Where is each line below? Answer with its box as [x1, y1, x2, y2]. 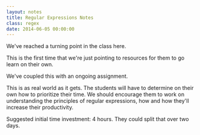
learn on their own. [6, 61, 53, 68]
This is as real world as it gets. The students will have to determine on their [6, 85, 194, 92]
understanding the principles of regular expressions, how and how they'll [6, 97, 190, 105]
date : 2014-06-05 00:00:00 [6, 26, 75, 32]
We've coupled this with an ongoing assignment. [6, 72, 128, 80]
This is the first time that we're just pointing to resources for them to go [6, 54, 185, 61]
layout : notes [6, 9, 43, 15]
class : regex [6, 20, 40, 26]
